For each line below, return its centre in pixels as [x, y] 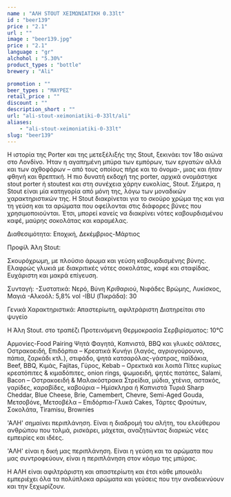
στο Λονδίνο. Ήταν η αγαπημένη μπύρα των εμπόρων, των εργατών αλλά [114, 162]
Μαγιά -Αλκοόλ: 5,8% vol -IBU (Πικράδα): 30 [72, 296]
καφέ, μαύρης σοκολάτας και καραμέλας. [68, 221]
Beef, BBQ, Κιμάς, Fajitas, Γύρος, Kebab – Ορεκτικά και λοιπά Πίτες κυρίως [114, 366]
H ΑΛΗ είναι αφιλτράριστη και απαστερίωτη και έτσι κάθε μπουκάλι [104, 472]
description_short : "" [41, 110]
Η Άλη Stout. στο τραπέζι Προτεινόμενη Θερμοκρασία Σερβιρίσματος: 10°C [115, 330]
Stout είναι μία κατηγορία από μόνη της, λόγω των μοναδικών [97, 191]
